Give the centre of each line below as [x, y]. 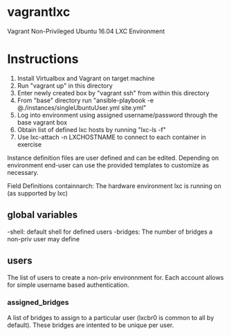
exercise [29, 144]
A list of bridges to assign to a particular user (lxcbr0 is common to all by [111, 317]
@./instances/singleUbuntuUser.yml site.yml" [82, 107]
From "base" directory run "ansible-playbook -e [85, 100]
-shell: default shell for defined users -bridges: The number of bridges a [110, 232]
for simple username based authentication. [68, 285]
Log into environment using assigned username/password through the [117, 115]
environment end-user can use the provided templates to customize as [108, 165]
